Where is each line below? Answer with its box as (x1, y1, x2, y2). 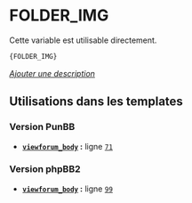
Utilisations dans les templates (9, 94, 184, 110)
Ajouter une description (9, 68, 96, 78)
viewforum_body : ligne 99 (21, 183, 114, 194)
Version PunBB (9, 121, 76, 134)
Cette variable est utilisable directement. (9, 35, 157, 45)
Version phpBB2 (9, 163, 82, 175)
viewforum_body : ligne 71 (21, 141, 114, 151)
